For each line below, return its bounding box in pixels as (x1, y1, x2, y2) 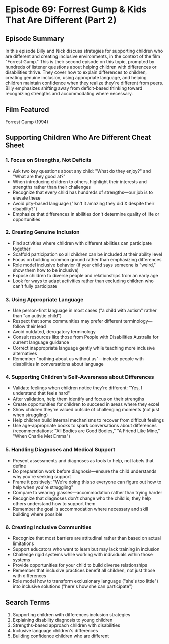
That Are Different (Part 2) (5, 14, 117, 26)
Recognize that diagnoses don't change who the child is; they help (12, 495, 151, 501)
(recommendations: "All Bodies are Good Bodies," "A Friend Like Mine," (12, 428, 160, 434)
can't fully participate (12, 283, 57, 289)
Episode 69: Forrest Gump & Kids (5, 4, 147, 15)
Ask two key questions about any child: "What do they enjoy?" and (12, 168, 151, 174)
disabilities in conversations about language (12, 361, 104, 367)
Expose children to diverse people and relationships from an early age (12, 272, 158, 278)
